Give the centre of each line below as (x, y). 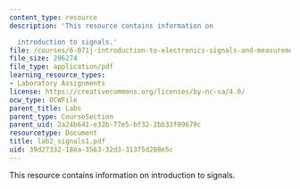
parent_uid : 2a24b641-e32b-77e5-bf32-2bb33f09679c (105, 125)
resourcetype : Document (54, 133)
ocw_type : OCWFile (43, 100)
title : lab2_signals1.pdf (57, 142)
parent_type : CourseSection (62, 117)
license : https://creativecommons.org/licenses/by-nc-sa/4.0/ (127, 91)
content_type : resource (54, 17)
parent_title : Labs (46, 108)
